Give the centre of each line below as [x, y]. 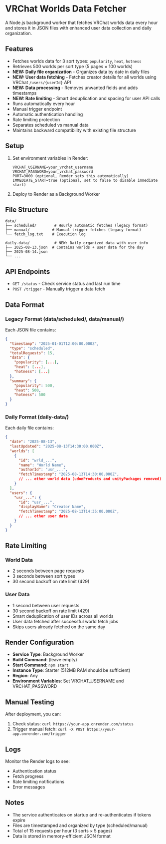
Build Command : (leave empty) [45, 660]
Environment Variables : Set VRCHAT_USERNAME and [68, 681]
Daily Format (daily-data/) [37, 417]
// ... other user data [43, 516]
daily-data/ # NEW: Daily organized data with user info [77, 243]
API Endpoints [28, 272]
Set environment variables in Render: [50, 158]
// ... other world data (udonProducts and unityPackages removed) [90, 479]
